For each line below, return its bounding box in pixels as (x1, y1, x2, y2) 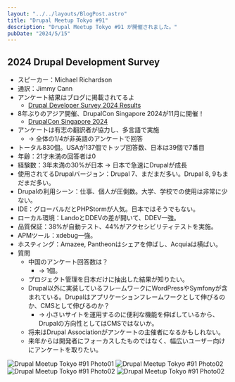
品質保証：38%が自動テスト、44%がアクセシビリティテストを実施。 (17, 222, 217, 231)
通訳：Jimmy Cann (17, 84, 72, 93)
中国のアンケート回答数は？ (27, 257, 109, 266)
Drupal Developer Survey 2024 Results (27, 101, 141, 110)
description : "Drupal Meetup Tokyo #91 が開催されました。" (7, 23, 178, 30)
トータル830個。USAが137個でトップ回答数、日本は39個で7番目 (17, 144, 205, 152)
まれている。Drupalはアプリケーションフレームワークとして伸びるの (27, 293, 226, 301)
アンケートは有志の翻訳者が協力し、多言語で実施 (17, 126, 160, 134)
